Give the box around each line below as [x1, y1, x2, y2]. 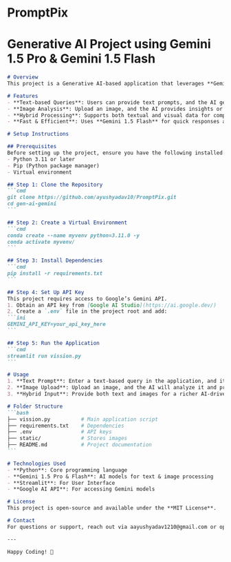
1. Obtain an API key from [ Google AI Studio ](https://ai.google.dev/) [7, 302, 217, 309]
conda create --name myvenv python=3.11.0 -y [7, 232, 140, 239]
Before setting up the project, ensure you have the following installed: [7, 149, 226, 156]
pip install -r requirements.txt [7, 270, 103, 277]
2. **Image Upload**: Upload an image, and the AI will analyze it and [7, 384, 217, 391]
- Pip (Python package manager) [7, 162, 100, 169]
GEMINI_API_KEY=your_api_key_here [7, 321, 107, 328]
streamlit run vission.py [7, 353, 81, 360]
